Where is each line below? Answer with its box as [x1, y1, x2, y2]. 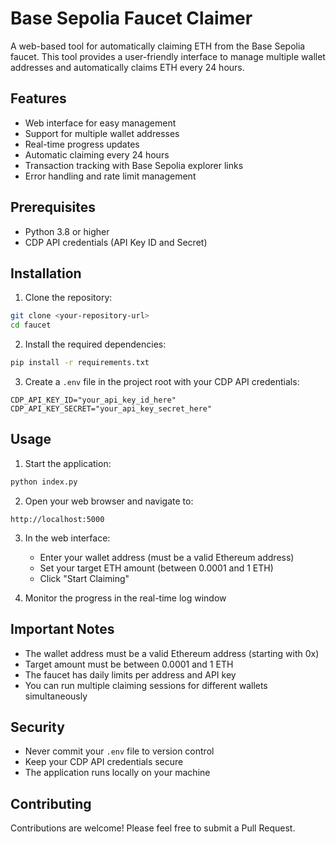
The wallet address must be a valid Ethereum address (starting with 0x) [24, 647, 320, 659]
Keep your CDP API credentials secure [24, 756, 184, 768]
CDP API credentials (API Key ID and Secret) [24, 236, 208, 248]
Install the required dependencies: [24, 338, 167, 351]
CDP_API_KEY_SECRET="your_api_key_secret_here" [10, 404, 213, 414]
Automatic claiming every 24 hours [24, 148, 170, 161]
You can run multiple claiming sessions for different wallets [24, 679, 268, 691]
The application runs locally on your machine [24, 767, 211, 779]
